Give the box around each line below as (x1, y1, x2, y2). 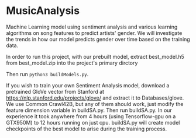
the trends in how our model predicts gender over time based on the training (6, 36, 190, 43)
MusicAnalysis (6, 4, 80, 17)
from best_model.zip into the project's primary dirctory (6, 59, 138, 66)
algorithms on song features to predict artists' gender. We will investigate (6, 29, 183, 36)
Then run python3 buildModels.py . (6, 70, 89, 77)
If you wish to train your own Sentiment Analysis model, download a (6, 82, 170, 89)
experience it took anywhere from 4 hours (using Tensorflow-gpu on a (6, 112, 176, 120)
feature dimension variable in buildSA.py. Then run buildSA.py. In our (6, 107, 173, 114)
